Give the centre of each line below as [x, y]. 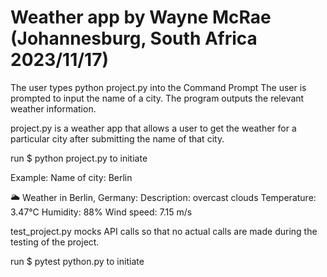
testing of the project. [55, 242]
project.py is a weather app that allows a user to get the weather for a [153, 128]
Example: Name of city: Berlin [71, 177]
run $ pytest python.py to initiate [77, 261]
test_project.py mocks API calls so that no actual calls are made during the [164, 231]
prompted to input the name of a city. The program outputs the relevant [157, 98]
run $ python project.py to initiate [79, 158]
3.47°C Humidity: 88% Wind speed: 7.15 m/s [101, 212]
